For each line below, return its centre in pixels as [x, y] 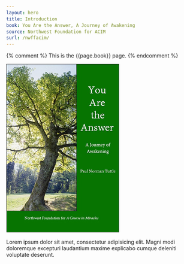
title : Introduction [32, 19]
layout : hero [22, 13]
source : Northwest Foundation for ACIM [56, 32]
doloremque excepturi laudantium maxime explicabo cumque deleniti [91, 248]
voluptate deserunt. [31, 255]
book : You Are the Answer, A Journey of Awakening [71, 25]
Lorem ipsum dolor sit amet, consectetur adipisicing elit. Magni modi [91, 242]
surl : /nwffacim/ [28, 38]
